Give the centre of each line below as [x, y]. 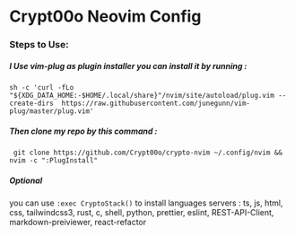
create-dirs [31, 104]
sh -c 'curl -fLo [42, 88]
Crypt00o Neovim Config [105, 17]
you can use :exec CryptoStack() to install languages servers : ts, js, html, [147, 203]
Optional [26, 180]
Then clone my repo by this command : [83, 131]
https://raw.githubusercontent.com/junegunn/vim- [156, 104]
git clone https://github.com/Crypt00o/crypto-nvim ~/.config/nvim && [147, 153]
